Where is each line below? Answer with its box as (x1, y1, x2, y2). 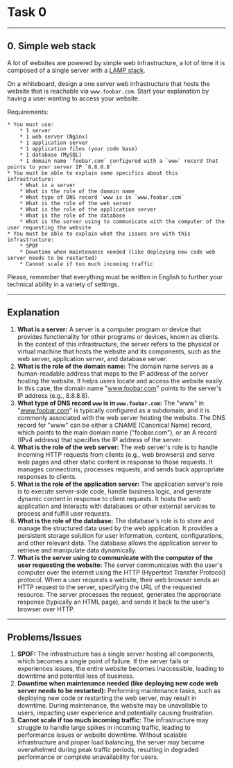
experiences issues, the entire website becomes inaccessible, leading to (17, 665, 225, 673)
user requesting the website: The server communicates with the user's (17, 561, 223, 569)
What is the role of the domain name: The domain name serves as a (17, 362, 214, 370)
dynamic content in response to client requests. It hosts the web (17, 494, 201, 503)
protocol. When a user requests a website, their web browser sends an (17, 575, 220, 584)
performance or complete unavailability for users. (17, 753, 159, 761)
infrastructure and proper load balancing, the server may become (17, 738, 205, 747)
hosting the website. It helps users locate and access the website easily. (17, 376, 224, 385)
